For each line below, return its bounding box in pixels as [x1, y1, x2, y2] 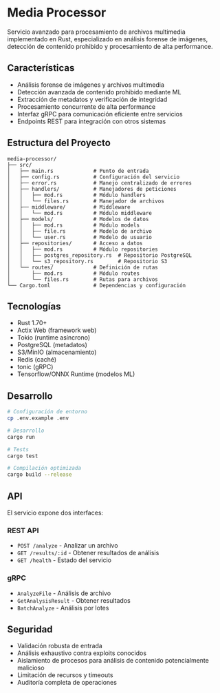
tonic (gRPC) [16, 363, 54, 371]
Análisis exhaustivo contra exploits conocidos [16, 649, 146, 657]
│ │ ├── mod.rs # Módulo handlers [7, 192, 146, 198]
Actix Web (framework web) [16, 326, 97, 335]
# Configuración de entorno [7, 408, 88, 415]
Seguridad [7, 623, 53, 635]
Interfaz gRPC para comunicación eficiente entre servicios [16, 110, 184, 118]
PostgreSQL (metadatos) [16, 341, 88, 349]
